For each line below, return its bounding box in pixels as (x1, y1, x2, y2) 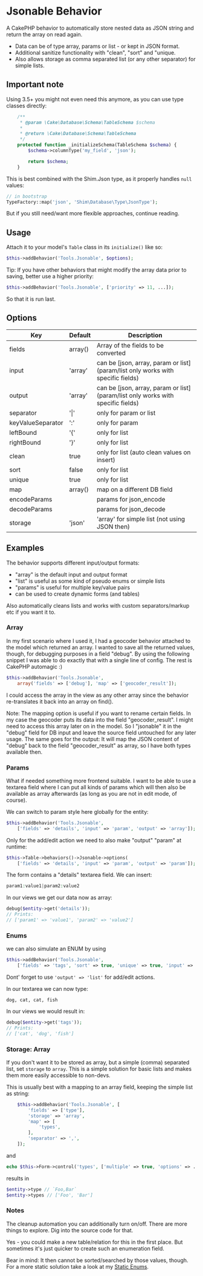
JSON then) (96, 522, 130, 531)
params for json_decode (96, 505, 166, 513)
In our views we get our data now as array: (6, 894, 113, 901)
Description (127, 331, 163, 339)
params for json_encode (96, 495, 166, 503)
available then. (6, 748, 43, 756)
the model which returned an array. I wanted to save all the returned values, (6, 643, 195, 651)
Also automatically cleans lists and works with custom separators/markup (6, 602, 190, 609)
